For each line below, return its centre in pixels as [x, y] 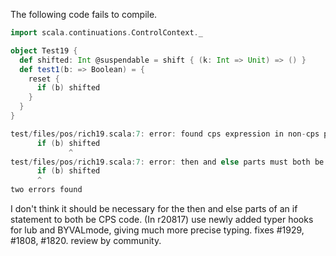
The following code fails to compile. [84, 14]
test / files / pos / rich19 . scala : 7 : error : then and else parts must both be [167, 162]
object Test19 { [44, 50]
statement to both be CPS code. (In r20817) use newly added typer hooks [162, 219]
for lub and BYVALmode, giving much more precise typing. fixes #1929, [157, 230]
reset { [44, 79]
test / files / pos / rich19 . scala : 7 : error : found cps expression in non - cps [165, 134]
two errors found [46, 190]
